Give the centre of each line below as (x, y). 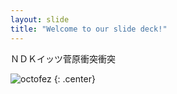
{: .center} (74, 78)
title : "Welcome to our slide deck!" (89, 29)
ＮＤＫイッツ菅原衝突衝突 (63, 58)
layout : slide (40, 19)
